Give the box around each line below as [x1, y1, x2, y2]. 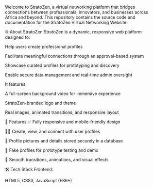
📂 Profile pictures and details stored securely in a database [5, 138, 123, 143]
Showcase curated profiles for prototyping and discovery [5, 63, 119, 68]
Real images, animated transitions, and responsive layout [5, 110, 119, 115]
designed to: [5, 34, 30, 40]
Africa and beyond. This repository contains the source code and [5, 15, 136, 20]
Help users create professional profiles [5, 44, 83, 49]
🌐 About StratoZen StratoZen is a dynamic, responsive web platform [5, 29, 142, 34]
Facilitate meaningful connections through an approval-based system [5, 53, 144, 59]
